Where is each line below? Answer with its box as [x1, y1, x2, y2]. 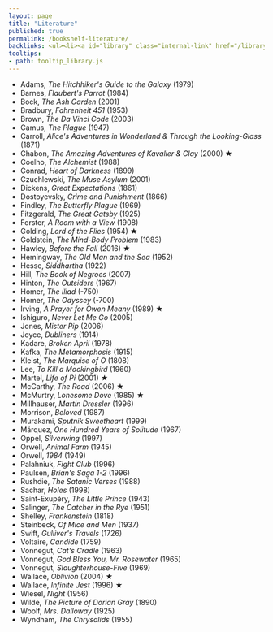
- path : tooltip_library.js [8, 58, 104, 66]
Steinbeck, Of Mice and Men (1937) [19, 519, 140, 529]
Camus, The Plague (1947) [19, 123, 110, 132]
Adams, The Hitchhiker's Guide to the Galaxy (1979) [19, 79, 194, 89]
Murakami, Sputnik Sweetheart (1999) [19, 416, 148, 426]
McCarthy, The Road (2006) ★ [19, 381, 124, 391]
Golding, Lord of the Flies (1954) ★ [19, 226, 138, 236]
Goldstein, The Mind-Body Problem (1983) [19, 235, 162, 245]
